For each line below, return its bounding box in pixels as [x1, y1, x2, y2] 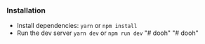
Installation [6, 6, 46, 15]
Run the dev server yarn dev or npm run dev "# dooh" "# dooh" [16, 29, 199, 37]
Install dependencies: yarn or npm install [16, 22, 138, 30]
